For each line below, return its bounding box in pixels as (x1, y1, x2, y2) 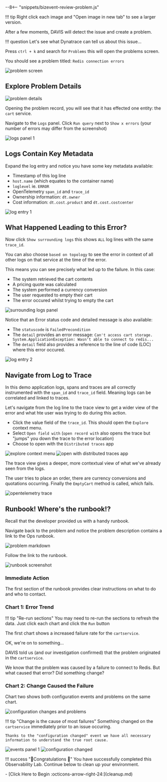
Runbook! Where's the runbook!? (5, 504, 111, 513)
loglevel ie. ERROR (12, 183, 49, 189)
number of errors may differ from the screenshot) (5, 125, 107, 131)
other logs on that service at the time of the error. (5, 257, 107, 263)
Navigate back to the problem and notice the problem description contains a (5, 527, 162, 534)
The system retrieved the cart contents (12, 276, 93, 282)
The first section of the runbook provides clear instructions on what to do (5, 586, 156, 592)
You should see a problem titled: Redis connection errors (5, 58, 124, 64)
